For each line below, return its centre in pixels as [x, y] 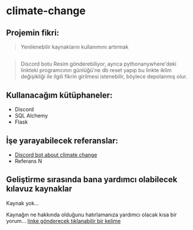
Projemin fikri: [33, 33]
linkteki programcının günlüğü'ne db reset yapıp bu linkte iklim [96, 70]
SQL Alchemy [31, 116]
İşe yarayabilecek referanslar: [62, 140]
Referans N [28, 161]
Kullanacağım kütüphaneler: [60, 95]
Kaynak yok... [23, 203]
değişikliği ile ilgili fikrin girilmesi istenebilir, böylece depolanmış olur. [104, 77]
